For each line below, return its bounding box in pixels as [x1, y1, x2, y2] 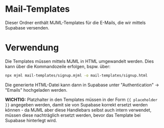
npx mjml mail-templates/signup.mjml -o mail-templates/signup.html [5, 73, 148, 78]
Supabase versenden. [5, 25, 49, 30]
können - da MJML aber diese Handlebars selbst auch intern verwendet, [5, 107, 152, 113]
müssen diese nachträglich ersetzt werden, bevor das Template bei [5, 112, 141, 118]
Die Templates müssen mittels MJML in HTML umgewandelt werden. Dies [5, 58, 154, 64]
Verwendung [5, 42, 59, 53]
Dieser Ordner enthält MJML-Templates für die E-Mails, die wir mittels [5, 20, 146, 26]
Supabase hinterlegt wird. [5, 117, 57, 123]
